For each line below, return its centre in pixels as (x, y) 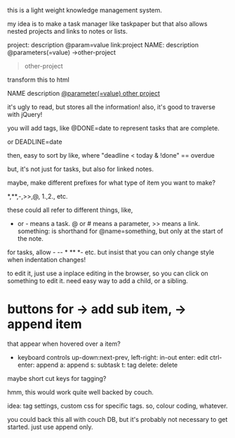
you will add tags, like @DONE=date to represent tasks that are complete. (113, 128)
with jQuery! (25, 114)
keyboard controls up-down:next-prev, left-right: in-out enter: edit (113, 357)
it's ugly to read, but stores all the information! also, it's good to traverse (112, 107)
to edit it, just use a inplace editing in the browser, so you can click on (108, 273)
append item (45, 324)
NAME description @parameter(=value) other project (83, 93)
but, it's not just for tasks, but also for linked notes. (81, 169)
